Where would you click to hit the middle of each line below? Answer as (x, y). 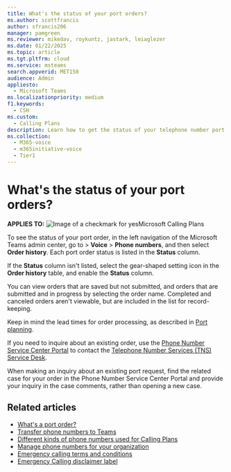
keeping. (20, 308)
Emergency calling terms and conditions (75, 454)
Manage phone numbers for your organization (83, 446)
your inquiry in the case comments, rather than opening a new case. (105, 385)
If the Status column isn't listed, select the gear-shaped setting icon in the (113, 265)
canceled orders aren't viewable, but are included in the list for (97, 301)
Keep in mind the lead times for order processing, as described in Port (108, 322)
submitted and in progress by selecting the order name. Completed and (109, 294)
